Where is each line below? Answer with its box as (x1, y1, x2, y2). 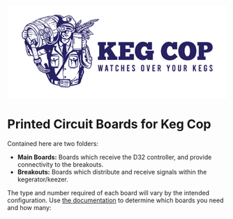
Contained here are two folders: (7, 139, 99, 148)
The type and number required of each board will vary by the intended (7, 188, 210, 197)
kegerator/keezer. (17, 175, 68, 183)
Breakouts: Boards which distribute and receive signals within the (17, 167, 207, 176)
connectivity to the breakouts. (17, 160, 104, 169)
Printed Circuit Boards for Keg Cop (7, 116, 211, 132)
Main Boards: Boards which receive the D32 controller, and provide (17, 153, 212, 161)
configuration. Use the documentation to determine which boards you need (7, 196, 224, 204)
